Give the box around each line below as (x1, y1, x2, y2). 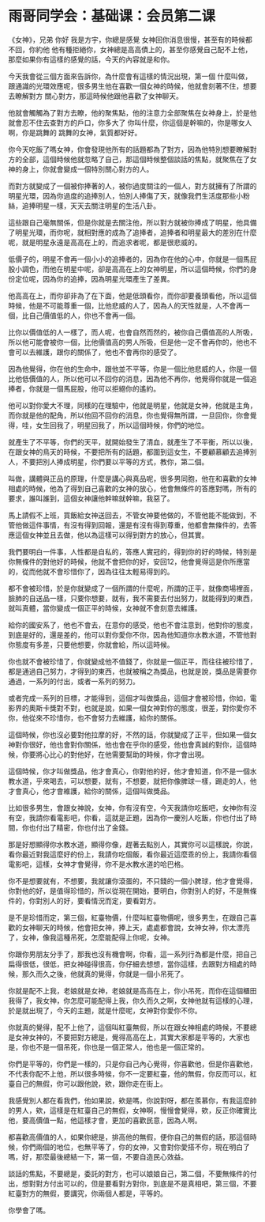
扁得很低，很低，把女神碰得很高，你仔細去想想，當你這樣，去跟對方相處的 (8, 959, 250, 969)
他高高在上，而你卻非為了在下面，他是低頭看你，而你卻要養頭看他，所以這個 (8, 290, 257, 301)
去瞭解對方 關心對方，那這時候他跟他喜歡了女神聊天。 (8, 91, 183, 100)
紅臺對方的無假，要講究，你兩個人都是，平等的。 (8, 1188, 167, 1198)
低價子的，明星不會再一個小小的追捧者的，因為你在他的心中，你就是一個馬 (8, 254, 250, 263)
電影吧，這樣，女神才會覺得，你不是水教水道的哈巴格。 (8, 859, 188, 868)
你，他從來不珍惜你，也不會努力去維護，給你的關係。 (8, 713, 181, 722)
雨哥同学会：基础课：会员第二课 (8, 7, 216, 25)
